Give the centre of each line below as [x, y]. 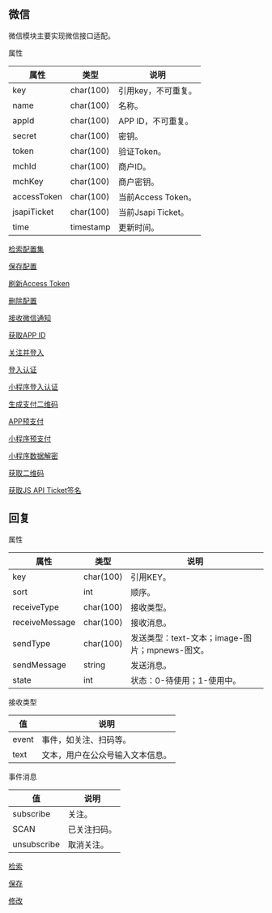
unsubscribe [36, 844]
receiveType [36, 607]
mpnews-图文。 [178, 649]
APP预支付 [26, 421]
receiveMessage [44, 622]
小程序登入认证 [33, 387]
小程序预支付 [30, 438]
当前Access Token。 [157, 197]
